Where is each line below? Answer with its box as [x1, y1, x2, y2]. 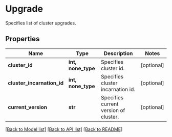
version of [100, 106, 125, 114]
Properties [5, 35, 40, 43]
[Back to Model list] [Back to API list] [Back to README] [5, 126, 123, 132]
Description [103, 49, 133, 57]
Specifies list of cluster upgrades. [5, 20, 76, 26]
